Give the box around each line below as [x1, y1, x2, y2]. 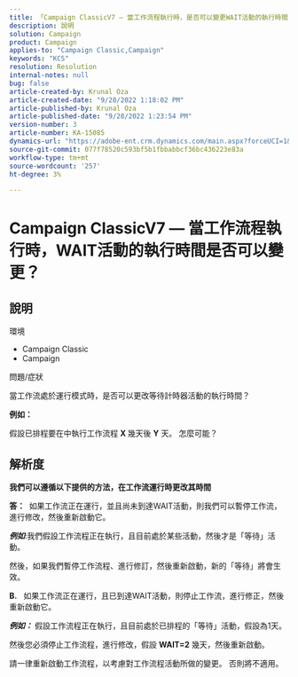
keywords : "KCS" [9, 54, 69, 63]
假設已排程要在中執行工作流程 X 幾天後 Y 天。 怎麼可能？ [9, 428, 218, 439]
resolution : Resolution [9, 63, 98, 72]
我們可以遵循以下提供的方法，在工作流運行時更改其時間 [9, 482, 211, 492]
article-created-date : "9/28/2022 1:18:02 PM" [9, 95, 184, 105]
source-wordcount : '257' [9, 161, 101, 170]
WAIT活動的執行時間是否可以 [56, 240, 269, 261]
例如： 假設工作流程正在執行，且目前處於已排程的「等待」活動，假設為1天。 [9, 620, 286, 631]
